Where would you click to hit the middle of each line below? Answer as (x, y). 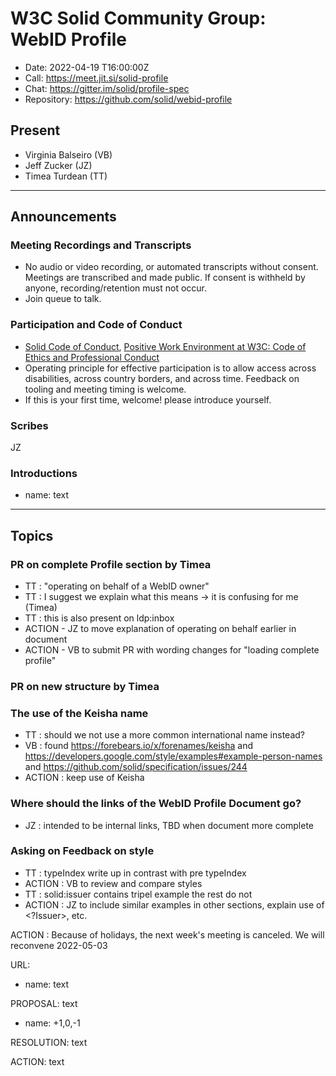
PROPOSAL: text (44, 1003)
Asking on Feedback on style (82, 851)
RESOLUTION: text (49, 1042)
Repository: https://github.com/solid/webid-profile (128, 99)
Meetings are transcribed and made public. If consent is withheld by (165, 278)
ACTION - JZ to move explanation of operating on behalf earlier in (160, 629)
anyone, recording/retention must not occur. (115, 288)
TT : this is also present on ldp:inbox (99, 618)
